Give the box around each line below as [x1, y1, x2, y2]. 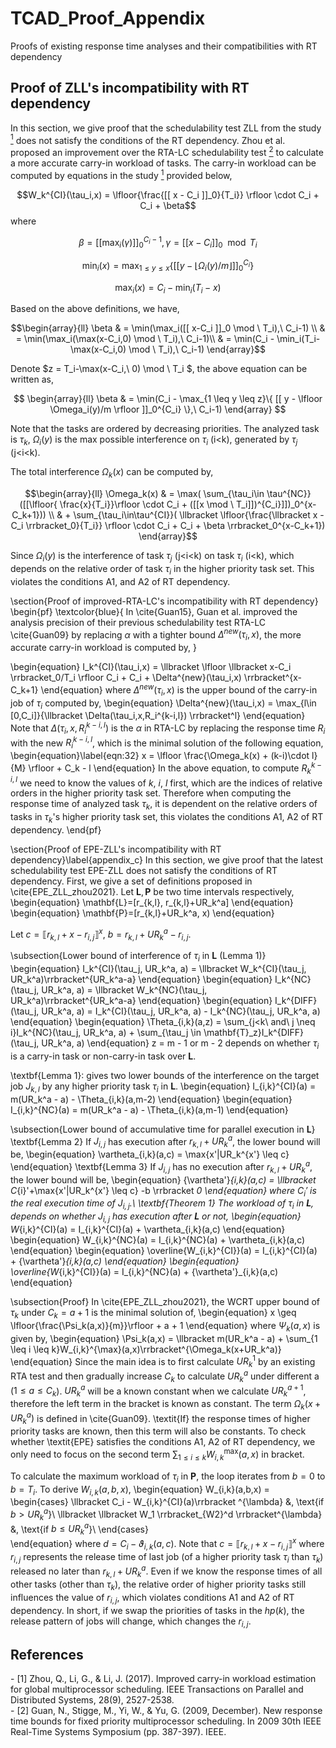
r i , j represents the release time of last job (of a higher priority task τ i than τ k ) [10, 1550, 324, 1565]
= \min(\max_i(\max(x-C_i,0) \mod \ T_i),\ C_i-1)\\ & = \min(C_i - [15, 333, 275, 345]
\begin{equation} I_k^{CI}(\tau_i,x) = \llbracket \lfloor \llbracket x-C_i [10, 661, 292, 673]
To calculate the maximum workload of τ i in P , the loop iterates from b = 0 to [10, 1470, 326, 1484]
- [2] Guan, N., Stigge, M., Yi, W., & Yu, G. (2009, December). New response [10, 1705, 323, 1717]
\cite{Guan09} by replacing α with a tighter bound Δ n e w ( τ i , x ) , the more [10, 627, 302, 643]
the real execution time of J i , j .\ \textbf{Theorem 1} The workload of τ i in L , [10, 1197, 315, 1212]
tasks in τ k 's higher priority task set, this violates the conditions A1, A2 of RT [10, 811, 324, 825]
